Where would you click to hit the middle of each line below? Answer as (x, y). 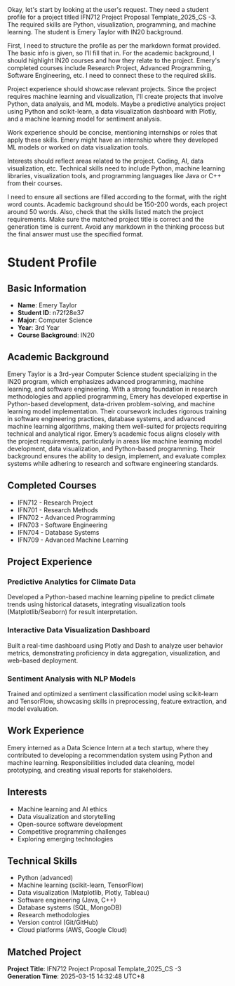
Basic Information (47, 288)
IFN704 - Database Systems (58, 532)
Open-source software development (70, 824)
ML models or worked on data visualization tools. (78, 147)
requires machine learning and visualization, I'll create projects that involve (115, 96)
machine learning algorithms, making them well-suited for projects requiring (117, 426)
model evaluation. (33, 708)
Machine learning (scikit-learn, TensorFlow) (80, 885)
